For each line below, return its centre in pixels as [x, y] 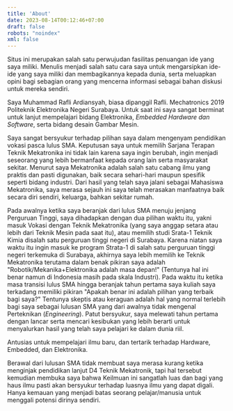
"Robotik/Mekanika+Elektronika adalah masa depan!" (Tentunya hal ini [108, 270]
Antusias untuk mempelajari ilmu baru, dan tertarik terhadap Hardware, [109, 342]
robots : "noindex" [34, 33]
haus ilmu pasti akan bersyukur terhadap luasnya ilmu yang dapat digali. [111, 385]
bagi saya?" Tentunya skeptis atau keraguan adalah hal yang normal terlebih [116, 299]
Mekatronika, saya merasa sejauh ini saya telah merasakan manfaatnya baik [116, 190]
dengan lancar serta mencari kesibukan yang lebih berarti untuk [99, 321]
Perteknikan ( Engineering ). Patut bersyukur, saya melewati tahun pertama [113, 314]
